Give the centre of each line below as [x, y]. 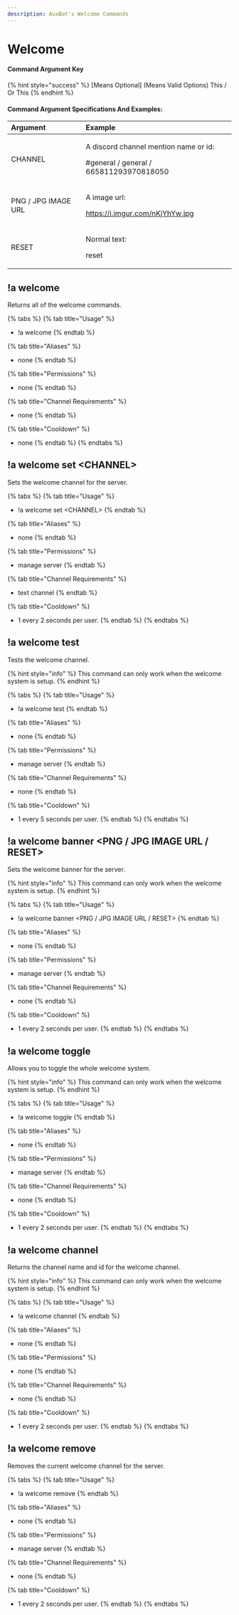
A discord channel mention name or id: [150, 147]
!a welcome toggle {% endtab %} [67, 1117]
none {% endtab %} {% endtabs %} [70, 443]
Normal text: [106, 239]
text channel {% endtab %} [58, 592]
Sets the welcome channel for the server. [68, 482]
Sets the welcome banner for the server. [67, 870]
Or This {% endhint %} [41, 93]
